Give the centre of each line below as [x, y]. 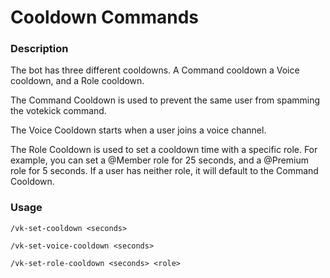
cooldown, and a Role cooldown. [77, 81]
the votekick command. [58, 111]
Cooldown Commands [104, 17]
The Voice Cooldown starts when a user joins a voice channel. [138, 130]
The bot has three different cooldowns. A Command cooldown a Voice [155, 70]
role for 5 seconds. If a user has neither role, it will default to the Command [164, 171]
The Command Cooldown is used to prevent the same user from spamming [165, 100]
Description [39, 49]
